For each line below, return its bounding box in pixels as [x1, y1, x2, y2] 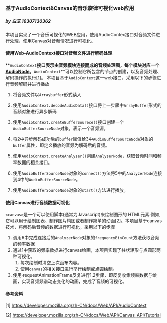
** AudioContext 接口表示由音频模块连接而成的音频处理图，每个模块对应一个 [5, 62, 159, 68]
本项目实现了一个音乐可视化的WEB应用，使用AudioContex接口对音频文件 [5, 31, 156, 37]
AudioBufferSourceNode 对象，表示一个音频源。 [12, 125, 109, 131]
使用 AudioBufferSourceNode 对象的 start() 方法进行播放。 [12, 187, 129, 193]
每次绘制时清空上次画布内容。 [20, 260, 82, 266]
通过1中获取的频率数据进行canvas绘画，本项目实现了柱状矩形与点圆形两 [12, 247, 161, 253]
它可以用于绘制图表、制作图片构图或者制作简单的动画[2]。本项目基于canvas [5, 218, 162, 224]
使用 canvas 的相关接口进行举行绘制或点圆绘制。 [20, 266, 117, 272]
